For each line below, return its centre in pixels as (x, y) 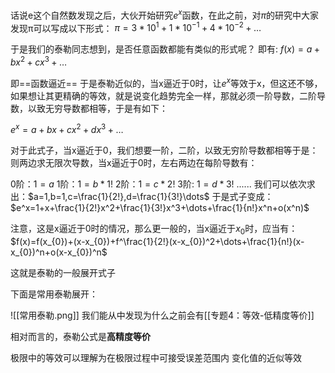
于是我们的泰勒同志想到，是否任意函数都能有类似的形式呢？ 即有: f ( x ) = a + (165, 49)
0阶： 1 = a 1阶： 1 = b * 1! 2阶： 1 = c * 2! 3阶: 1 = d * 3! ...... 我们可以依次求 (163, 184)
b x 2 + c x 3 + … (39, 61)
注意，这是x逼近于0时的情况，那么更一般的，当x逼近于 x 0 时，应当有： (154, 230)
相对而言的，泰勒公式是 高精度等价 (80, 337)
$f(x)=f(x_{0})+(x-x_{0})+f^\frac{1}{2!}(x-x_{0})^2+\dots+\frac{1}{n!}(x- (157, 242)
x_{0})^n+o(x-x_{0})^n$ (59, 252)
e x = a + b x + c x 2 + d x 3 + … (67, 129)
